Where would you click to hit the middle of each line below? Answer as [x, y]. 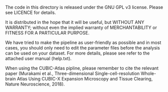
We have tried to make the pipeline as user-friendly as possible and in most [83, 42]
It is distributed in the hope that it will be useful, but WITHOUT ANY [75, 22]
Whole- [148, 73]
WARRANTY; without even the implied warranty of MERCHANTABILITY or [81, 27]
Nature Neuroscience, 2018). [35, 84]
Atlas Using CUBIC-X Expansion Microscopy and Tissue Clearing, [85, 79]
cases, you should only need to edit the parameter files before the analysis [82, 48]
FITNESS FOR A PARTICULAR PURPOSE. [47, 33]
